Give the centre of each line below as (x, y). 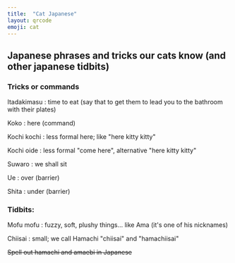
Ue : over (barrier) (34, 178)
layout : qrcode (30, 20)
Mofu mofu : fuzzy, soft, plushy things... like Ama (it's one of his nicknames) (117, 225)
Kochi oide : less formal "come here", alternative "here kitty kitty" (102, 151)
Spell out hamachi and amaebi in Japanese (70, 252)
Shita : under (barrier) (39, 192)
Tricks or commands (43, 87)
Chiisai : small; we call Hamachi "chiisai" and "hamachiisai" (93, 239)
